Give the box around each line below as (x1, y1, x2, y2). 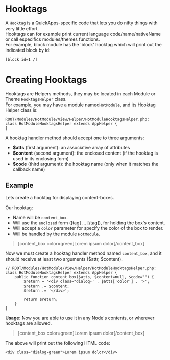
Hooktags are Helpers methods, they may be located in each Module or (5, 90, 156, 97)
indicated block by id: (5, 47, 51, 53)
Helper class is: (5, 107, 38, 113)
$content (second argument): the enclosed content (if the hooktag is (12, 150, 158, 156)
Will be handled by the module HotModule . (12, 230, 100, 237)
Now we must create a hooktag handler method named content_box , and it (5, 250, 162, 256)
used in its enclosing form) (12, 155, 69, 161)
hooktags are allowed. (5, 320, 52, 326)
